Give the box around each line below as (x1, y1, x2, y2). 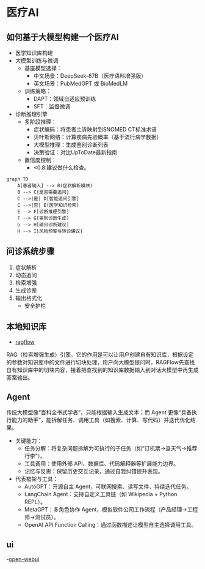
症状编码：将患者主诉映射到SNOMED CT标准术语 (33, 126, 157, 133)
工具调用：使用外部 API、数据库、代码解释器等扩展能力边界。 (24, 460, 179, 467)
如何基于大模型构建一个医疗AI (6, 32, 119, 42)
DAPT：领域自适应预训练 (33, 95, 96, 102)
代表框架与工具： (15, 475, 59, 483)
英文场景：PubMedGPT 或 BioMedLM (33, 80, 128, 87)
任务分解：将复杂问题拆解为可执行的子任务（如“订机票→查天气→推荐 (24, 445, 198, 452)
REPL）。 (24, 498, 46, 505)
